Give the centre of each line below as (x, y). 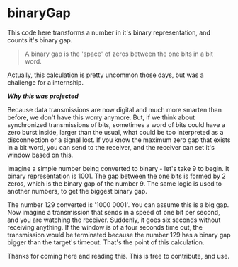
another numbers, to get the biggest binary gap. (77, 191)
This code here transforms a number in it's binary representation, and (109, 32)
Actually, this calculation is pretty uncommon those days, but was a (106, 75)
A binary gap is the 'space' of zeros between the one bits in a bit (119, 54)
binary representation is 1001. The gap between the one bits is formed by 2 (117, 176)
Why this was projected (43, 96)
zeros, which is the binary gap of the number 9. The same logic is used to (114, 183)
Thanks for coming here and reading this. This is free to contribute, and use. (119, 256)
